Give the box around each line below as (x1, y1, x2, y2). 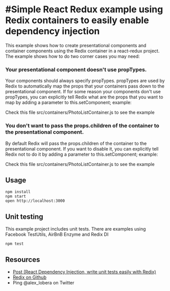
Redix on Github (12, 274, 47, 280)
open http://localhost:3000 (5, 198, 65, 203)
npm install (5, 190, 31, 195)
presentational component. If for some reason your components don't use (5, 89, 161, 95)
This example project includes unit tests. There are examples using (5, 226, 147, 232)
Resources (5, 255, 40, 264)
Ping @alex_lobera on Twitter (12, 279, 75, 285)
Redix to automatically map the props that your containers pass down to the (5, 83, 165, 89)
